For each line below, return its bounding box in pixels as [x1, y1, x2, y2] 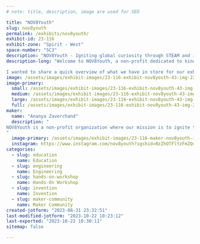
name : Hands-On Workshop [17, 180, 79, 186]
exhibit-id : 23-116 [6, 36, 55, 42]
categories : [6, 146, 36, 152]
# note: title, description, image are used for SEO [6, 8, 140, 15]
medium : [11, 91, 31, 97]
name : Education [17, 157, 58, 164]
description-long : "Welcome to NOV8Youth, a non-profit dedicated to [6, 58, 183, 64]
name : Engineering [17, 168, 62, 174]
